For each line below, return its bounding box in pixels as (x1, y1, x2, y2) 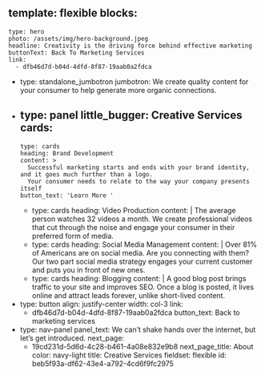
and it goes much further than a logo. (19, 170, 154, 179)
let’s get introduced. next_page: (19, 333, 125, 343)
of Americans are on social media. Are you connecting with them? (31, 248, 250, 257)
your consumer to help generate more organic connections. (19, 85, 217, 95)
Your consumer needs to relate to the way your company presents (27, 177, 250, 185)
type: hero (8, 27, 45, 35)
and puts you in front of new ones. (31, 264, 146, 275)
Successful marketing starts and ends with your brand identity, (27, 163, 250, 171)
